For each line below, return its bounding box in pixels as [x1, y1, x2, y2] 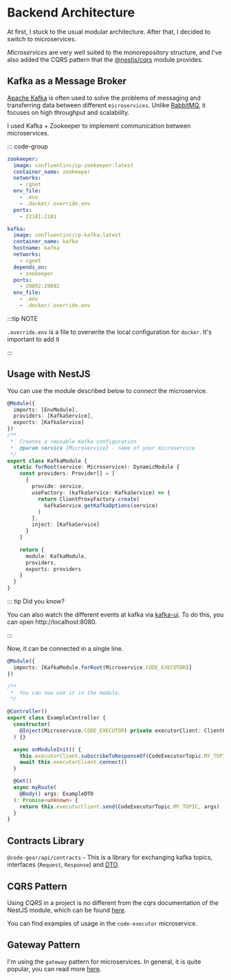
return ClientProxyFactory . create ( [37, 495, 140, 502]
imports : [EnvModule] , [13, 406, 78, 413]
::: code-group [7, 142, 48, 151]
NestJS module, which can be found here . [7, 906, 126, 914]
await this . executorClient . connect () [19, 759, 128, 766]
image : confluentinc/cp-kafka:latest [13, 232, 122, 238]
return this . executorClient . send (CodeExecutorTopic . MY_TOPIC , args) [19, 803, 220, 810]
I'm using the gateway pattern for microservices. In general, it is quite [7, 957, 201, 966]
